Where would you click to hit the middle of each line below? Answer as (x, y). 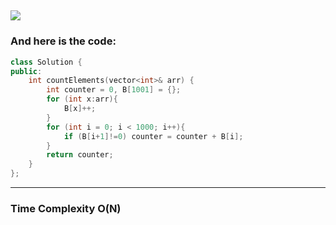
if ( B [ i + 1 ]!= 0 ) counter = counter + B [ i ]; (153, 136)
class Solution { (46, 62)
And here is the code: (63, 41)
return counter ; (80, 155)
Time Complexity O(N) (66, 208)
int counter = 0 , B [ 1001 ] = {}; (114, 90)
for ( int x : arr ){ (82, 99)
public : (26, 71)
